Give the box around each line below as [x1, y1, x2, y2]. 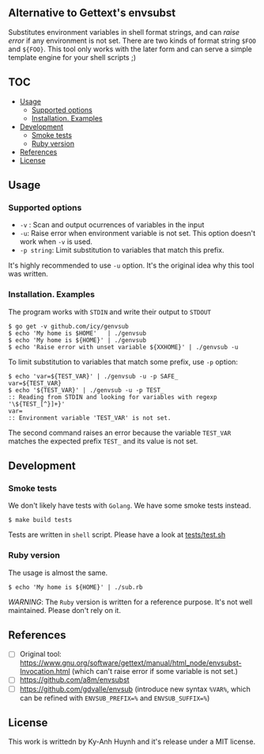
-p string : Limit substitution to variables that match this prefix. [19, 246, 224, 255]
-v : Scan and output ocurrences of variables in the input [19, 220, 205, 230]
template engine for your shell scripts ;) [8, 52, 137, 62]
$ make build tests [8, 516, 73, 524]
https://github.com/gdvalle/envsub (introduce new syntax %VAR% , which [19, 684, 251, 694]
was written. [8, 269, 49, 279]
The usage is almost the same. [8, 568, 108, 577]
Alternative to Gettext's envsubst [8, 6, 176, 20]
